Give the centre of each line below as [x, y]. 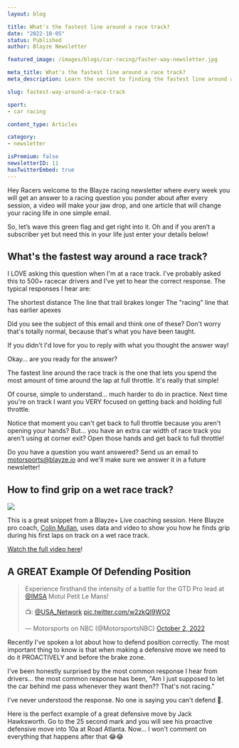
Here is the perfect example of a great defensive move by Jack [100, 714]
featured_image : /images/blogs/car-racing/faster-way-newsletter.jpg [113, 60]
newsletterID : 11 [33, 163]
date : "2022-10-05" [36, 33]
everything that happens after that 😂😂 [65, 737]
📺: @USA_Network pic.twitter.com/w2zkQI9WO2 [97, 612]
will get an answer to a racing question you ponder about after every [108, 197]
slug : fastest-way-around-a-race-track [67, 92]
